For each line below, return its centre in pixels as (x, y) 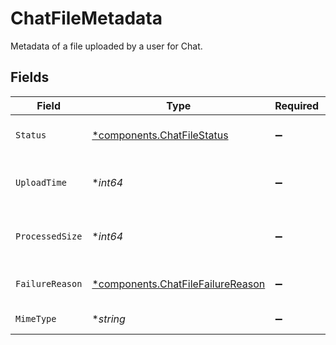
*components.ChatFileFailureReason (178, 284)
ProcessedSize (49, 236)
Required (297, 105)
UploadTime (41, 182)
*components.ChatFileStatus (160, 135)
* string (108, 319)
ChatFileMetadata (86, 18)
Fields (30, 77)
